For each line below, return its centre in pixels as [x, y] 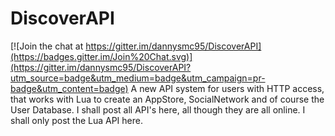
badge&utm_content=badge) [69, 88]
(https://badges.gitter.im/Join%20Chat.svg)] [101, 56]
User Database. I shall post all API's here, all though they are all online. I [158, 109]
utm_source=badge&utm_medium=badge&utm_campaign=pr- [138, 78]
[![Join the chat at [47, 46]
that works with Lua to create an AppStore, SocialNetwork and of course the [167, 99]
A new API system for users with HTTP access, [227, 88]
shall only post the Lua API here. [76, 120]
